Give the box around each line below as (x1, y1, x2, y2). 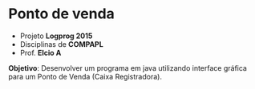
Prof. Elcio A (19, 48, 62, 57)
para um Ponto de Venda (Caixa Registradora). (8, 72, 163, 81)
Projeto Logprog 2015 (19, 31, 93, 41)
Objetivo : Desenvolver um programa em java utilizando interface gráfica (8, 63, 247, 72)
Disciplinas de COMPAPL (19, 39, 104, 48)
